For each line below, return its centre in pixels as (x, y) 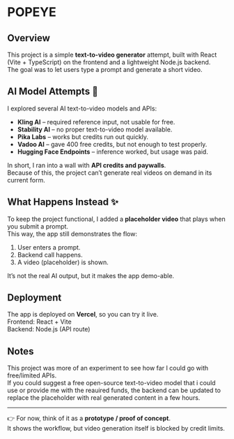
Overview (29, 38)
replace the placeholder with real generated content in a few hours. (104, 398)
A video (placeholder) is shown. (63, 262)
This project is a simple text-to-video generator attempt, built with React (112, 55)
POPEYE (32, 12)
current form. (26, 180)
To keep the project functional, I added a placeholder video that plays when (116, 219)
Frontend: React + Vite (39, 322)
